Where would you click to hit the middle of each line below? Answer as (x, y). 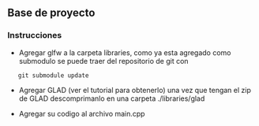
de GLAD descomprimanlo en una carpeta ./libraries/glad (112, 98)
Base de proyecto (51, 13)
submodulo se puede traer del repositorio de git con (103, 61)
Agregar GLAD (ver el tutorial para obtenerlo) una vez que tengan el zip (135, 90)
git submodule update (53, 75)
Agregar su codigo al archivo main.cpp (82, 113)
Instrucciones (35, 35)
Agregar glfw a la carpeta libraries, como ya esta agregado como (125, 52)
